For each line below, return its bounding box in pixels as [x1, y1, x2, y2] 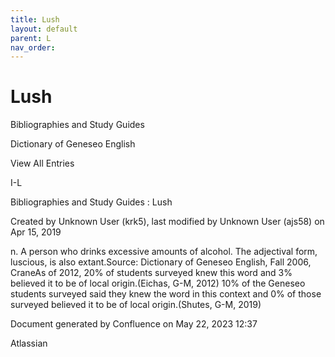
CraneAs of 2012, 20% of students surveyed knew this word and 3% [10, 267, 293, 279]
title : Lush [10, 14, 60, 25]
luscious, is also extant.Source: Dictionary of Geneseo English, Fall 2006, [10, 256, 312, 268]
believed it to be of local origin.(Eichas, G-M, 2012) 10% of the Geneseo [10, 277, 306, 290]
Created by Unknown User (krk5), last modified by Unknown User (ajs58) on [10, 216, 325, 228]
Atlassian [10, 337, 48, 350]
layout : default [10, 24, 78, 34]
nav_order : [10, 42, 56, 53]
